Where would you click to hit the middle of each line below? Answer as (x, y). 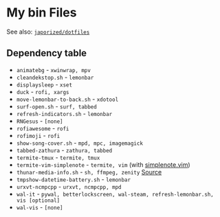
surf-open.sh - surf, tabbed (56, 106)
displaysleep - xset (44, 84)
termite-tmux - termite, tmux (58, 157)
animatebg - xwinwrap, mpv (53, 69)
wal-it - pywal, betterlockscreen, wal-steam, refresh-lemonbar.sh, (115, 194)
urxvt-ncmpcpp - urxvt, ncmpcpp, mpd (69, 186)
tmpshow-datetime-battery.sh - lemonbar (74, 179)
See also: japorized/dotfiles (48, 32)
